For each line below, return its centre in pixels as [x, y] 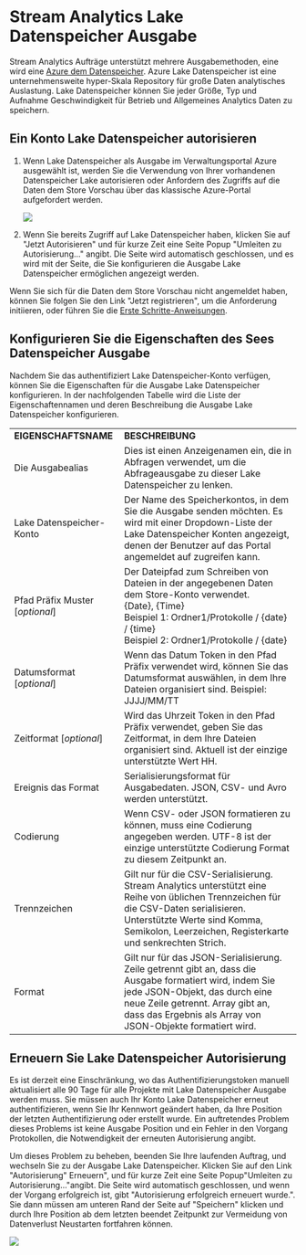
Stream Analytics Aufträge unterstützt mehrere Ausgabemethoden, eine [144, 61]
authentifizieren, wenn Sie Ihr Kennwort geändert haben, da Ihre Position [146, 1109]
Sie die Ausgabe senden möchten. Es [204, 511]
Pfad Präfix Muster [54, 600]
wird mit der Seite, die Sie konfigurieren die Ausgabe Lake [132, 263]
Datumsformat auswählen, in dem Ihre [205, 678]
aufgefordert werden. [62, 199]
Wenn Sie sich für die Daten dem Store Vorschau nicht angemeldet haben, [149, 290]
